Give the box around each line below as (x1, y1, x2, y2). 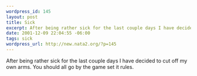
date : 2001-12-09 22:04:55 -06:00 (6, 30, 91, 36)
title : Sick (6, 19, 35, 25)
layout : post (6, 14, 38, 20)
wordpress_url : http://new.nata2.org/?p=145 (6, 42, 117, 47)
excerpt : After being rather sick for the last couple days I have (6, 25, 175, 31)
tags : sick (6, 36, 33, 42)
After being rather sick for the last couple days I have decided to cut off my (6, 57, 188, 64)
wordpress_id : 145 (6, 8, 51, 15)
